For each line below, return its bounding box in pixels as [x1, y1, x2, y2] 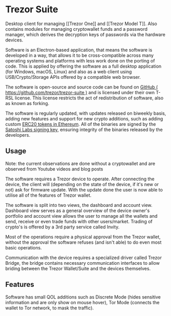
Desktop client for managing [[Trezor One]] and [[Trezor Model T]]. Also [5, 20, 157, 27]
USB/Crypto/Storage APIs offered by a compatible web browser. [5, 74, 141, 80]
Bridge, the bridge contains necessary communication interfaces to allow [5, 260, 160, 266]
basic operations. [5, 244, 42, 250]
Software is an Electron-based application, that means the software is [5, 47, 153, 53]
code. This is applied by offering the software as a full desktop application [5, 63, 162, 69]
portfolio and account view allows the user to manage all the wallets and [5, 213, 158, 219]
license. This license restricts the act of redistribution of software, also [14, 95, 164, 101]
